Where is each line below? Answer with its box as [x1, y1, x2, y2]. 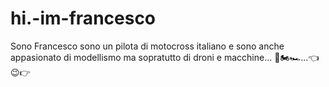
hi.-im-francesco [10, 7, 157, 30]
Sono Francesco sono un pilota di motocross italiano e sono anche [10, 40, 285, 52]
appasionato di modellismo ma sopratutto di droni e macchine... [10, 51, 273, 63]
